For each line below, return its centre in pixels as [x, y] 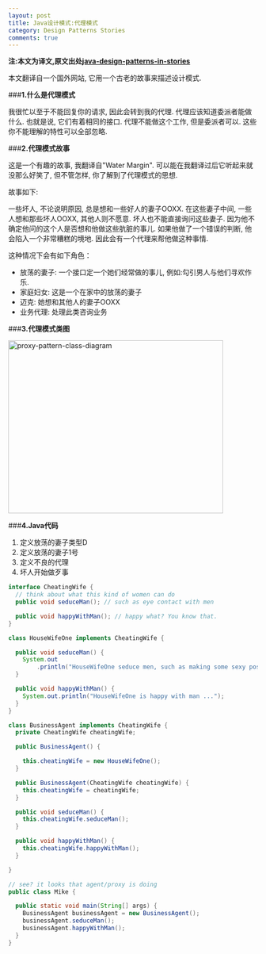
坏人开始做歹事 [44, 573]
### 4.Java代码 [33, 526]
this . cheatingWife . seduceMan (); [76, 819]
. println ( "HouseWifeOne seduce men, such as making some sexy [141, 667]
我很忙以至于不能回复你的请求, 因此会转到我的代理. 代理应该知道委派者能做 [130, 112]
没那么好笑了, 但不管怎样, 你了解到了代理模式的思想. [93, 175]
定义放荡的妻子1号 [49, 553]
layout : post [30, 15]
